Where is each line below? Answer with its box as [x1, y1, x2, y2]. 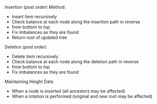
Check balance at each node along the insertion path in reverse [11, 19, 140, 25]
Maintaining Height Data [4, 78, 53, 84]
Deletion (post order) [4, 44, 47, 50]
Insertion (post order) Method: [4, 4, 66, 10]
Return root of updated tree [11, 34, 67, 40]
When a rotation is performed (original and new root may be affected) [11, 93, 153, 99]
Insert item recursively [11, 14, 57, 19]
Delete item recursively [11, 53, 58, 59]
